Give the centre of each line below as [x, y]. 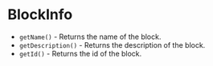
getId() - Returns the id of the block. [80, 53]
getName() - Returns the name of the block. [90, 37]
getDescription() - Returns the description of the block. [112, 45]
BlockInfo [40, 15]
